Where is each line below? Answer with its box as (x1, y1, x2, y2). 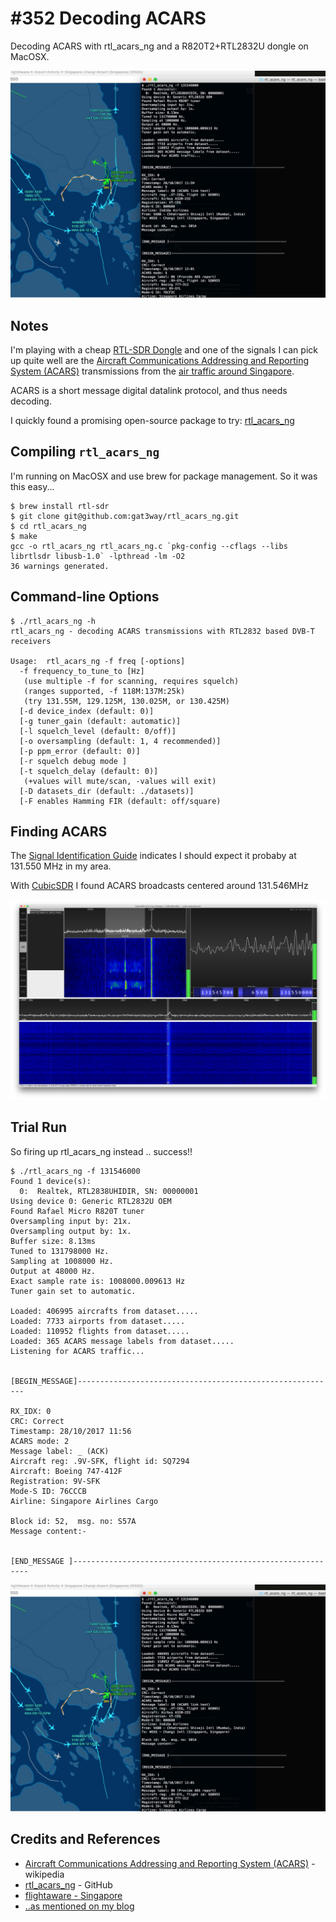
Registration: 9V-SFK (10, 1476, 101, 1486)
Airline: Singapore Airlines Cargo (10, 1496, 159, 1506)
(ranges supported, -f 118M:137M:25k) (23, 686, 186, 696)
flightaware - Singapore (24, 1889, 123, 1901)
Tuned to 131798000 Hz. (10, 1246, 110, 1256)
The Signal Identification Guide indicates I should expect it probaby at (10, 850, 297, 862)
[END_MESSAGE (10, 1556, 65, 1566)
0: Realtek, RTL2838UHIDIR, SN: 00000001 (19, 1186, 199, 1196)
